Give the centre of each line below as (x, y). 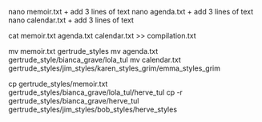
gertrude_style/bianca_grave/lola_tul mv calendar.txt (95, 60)
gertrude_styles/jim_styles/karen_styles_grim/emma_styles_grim (114, 68)
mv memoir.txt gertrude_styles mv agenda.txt (83, 51)
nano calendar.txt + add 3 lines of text (71, 20)
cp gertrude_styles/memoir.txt (58, 84)
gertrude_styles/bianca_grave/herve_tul (74, 101)
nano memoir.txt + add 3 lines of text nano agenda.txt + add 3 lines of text (131, 12)
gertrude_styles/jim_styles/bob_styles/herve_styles (93, 109)
